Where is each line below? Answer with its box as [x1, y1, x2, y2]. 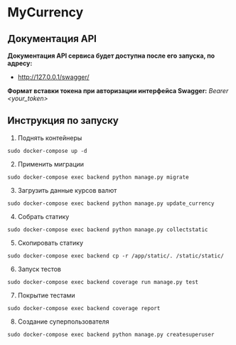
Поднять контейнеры [17, 133, 82, 142]
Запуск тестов [17, 265, 62, 273]
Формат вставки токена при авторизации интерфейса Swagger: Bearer [7, 87, 229, 95]
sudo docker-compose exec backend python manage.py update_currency [7, 200, 215, 207]
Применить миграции [17, 159, 84, 168]
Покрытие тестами [17, 291, 76, 299]
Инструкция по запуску [7, 115, 119, 127]
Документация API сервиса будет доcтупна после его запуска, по [7, 51, 215, 60]
